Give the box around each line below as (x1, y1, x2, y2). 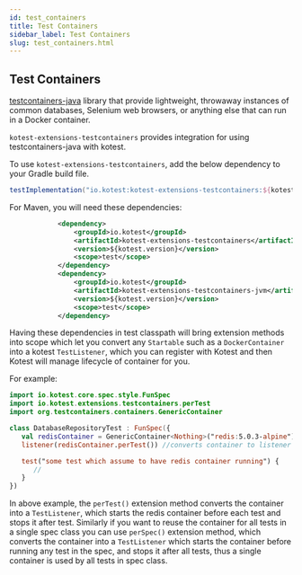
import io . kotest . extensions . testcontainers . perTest (9, 399, 211, 409)
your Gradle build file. (9, 168, 90, 180)
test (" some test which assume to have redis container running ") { (21, 456, 280, 465)
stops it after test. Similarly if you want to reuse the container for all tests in (9, 517, 288, 528)
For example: (9, 374, 58, 385)
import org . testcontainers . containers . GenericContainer (9, 408, 223, 417)
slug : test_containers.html (9, 38, 115, 48)
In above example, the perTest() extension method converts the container (9, 498, 285, 509)
